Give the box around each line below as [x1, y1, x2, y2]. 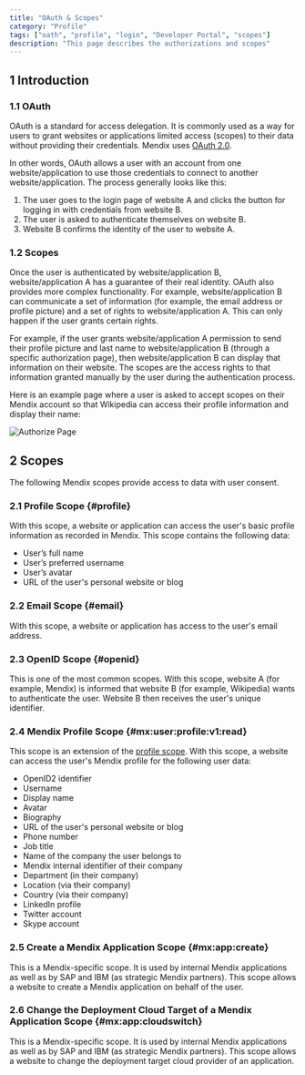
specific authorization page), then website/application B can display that [9, 353, 280, 363]
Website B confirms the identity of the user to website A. [22, 223, 235, 234]
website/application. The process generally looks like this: [9, 177, 228, 188]
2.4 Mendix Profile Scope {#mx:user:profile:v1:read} [9, 725, 248, 738]
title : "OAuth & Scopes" [9, 13, 104, 23]
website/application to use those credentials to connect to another [9, 167, 259, 178]
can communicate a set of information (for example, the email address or [9, 296, 283, 307]
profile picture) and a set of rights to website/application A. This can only [9, 306, 283, 317]
